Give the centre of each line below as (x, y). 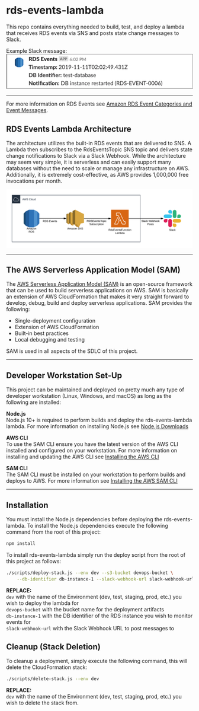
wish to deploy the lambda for (42, 603)
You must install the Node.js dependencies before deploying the (84, 519)
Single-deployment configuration (55, 321)
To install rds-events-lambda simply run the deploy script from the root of (96, 554)
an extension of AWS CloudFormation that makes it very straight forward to (98, 296)
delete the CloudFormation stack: (47, 667)
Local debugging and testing (49, 340)
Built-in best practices (42, 333)
